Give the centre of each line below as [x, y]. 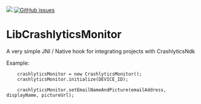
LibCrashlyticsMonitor [64, 35]
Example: [18, 63]
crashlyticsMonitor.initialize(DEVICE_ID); [73, 79]
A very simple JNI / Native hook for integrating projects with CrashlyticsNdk [101, 51]
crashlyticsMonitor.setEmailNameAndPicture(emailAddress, [92, 90]
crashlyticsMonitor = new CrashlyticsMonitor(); [80, 74]
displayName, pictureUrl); [40, 95]
